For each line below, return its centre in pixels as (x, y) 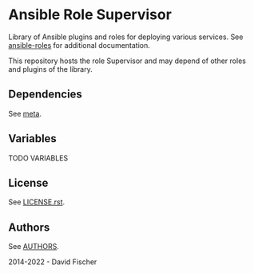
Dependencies (45, 95)
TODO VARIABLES (38, 158)
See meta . (25, 113)
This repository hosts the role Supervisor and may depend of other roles (127, 61)
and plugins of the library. (51, 69)
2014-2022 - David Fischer (53, 262)
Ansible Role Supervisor (90, 15)
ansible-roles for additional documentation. (79, 45)
